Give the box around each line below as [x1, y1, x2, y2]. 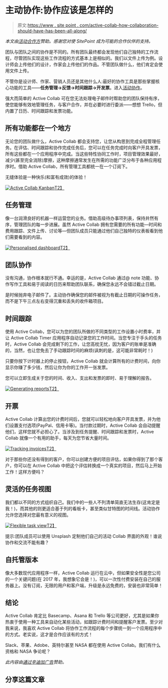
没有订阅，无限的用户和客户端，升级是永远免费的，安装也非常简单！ [22, 582, 163, 588]
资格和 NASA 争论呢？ [5, 648, 51, 654]
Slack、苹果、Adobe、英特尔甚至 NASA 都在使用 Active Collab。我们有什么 [5, 642, 161, 648]
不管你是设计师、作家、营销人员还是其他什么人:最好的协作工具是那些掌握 [5, 78, 156, 84]
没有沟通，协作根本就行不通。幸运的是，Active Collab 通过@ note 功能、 [5, 275, 155, 281]
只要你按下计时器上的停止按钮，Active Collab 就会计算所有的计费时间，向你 [5, 358, 161, 364]
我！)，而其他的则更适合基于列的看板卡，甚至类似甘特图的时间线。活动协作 [5, 505, 160, 511]
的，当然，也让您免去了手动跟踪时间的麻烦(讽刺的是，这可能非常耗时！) [5, 348, 153, 354]
